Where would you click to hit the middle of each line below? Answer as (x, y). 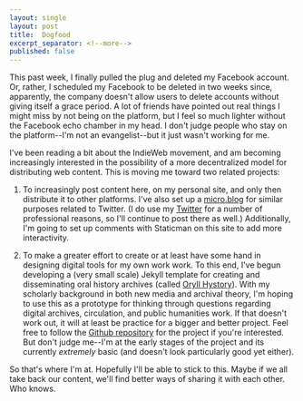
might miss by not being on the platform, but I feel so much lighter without (147, 116)
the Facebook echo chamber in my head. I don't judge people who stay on (148, 126)
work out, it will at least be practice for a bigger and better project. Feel (155, 323)
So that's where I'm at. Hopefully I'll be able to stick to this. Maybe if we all (149, 369)
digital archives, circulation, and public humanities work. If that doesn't (155, 313)
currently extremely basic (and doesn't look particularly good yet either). (158, 352)
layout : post (34, 26)
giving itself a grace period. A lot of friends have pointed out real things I (145, 106)
